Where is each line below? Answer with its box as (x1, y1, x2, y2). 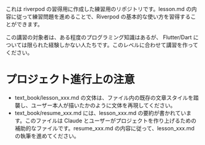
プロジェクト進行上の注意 (6, 73, 136, 87)
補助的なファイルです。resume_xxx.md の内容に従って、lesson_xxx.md (14, 124, 195, 132)
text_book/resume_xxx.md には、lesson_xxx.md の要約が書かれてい (14, 109, 187, 116)
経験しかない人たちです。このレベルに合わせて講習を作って (48, 42, 199, 48)
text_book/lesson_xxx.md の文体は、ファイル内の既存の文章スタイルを (14, 94, 194, 101)
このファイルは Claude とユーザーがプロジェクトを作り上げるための (25, 117, 197, 124)
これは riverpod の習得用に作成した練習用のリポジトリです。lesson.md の (6, 6, 191, 12)
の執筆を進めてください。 (14, 132, 80, 139)
